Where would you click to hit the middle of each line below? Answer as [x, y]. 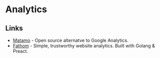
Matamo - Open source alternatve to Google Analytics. [71, 40]
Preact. [20, 51]
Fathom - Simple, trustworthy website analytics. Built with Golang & [84, 46]
